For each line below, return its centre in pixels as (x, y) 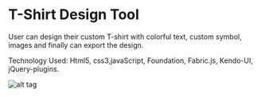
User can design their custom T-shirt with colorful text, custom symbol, (125, 37)
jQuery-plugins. (34, 68)
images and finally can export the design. (76, 45)
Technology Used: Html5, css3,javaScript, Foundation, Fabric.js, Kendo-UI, (130, 60)
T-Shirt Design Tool (74, 15)
